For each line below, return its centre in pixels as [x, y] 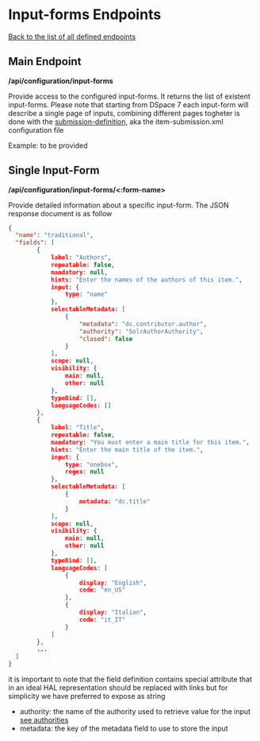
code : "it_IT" [102, 619]
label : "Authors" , [81, 258]
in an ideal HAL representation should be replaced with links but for [118, 688]
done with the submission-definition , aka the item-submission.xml [116, 122]
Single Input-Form [54, 171]
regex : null [84, 472]
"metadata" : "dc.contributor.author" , [143, 324]
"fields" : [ [35, 243]
